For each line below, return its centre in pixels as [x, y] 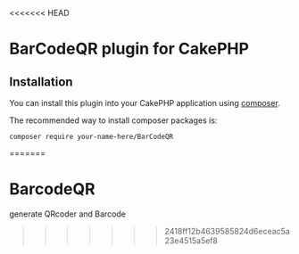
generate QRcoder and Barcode [68, 214]
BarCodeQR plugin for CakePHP [129, 49]
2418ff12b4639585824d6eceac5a [227, 231]
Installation [41, 82]
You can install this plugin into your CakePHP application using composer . [145, 103]
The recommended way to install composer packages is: [113, 120]
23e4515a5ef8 [191, 241]
